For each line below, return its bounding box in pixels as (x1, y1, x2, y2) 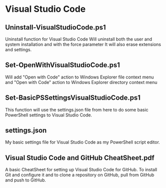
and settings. (5, 47, 32, 52)
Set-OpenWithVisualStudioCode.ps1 (5, 61, 120, 70)
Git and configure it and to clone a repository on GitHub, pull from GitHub (5, 172, 155, 178)
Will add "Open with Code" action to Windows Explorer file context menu (5, 74, 154, 80)
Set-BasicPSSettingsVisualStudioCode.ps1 (5, 94, 141, 102)
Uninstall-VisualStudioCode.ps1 (5, 23, 106, 32)
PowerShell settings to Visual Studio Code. (5, 112, 93, 118)
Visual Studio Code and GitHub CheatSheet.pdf (5, 153, 155, 162)
